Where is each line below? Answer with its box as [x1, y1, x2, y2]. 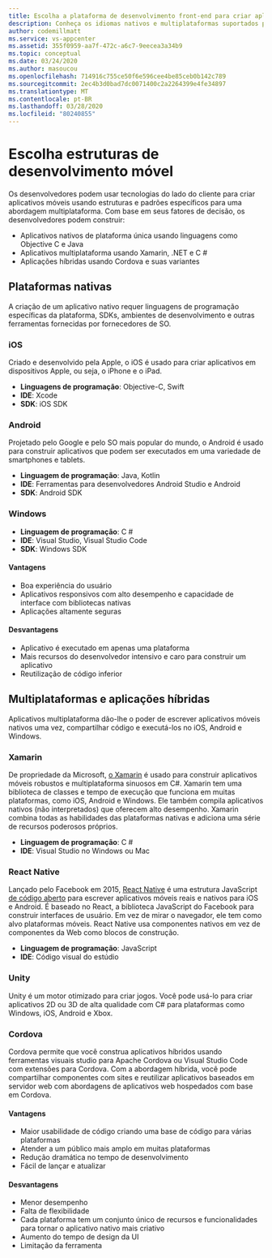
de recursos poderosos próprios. [8, 821, 118, 832]
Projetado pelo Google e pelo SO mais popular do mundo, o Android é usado [8, 437, 264, 447]
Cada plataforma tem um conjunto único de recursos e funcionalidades [19, 1215, 257, 1225]
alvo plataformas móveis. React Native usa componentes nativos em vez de [8, 919, 261, 929]
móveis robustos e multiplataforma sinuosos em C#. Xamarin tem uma [8, 778, 243, 788]
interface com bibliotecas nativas [19, 597, 131, 607]
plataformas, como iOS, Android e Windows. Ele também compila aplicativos [8, 796, 264, 806]
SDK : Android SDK [19, 488, 83, 498]
